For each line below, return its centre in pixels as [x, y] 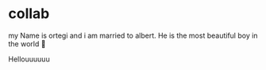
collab [29, 14]
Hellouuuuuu [29, 59]
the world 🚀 [27, 43]
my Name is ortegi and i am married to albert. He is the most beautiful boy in [133, 35]
